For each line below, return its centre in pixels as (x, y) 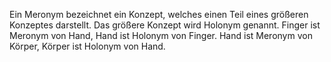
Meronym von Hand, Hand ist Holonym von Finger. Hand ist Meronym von (161, 35)
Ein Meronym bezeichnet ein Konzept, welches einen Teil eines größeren (159, 14)
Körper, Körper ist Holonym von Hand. (87, 46)
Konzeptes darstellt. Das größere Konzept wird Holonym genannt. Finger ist (165, 25)
